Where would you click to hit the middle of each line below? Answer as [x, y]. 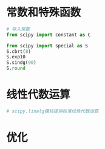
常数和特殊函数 [44, 12]
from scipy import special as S [47, 46]
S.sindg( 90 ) [21, 63]
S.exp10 [16, 57]
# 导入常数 [18, 29]
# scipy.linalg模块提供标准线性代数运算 [52, 111]
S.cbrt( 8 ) [19, 51]
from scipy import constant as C [49, 35]
